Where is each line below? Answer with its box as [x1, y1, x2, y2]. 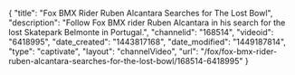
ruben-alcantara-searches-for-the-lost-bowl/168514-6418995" [8, 56, 243, 66]
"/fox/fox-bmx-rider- [200, 46, 278, 57]
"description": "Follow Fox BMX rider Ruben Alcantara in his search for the [8, 17, 286, 28]
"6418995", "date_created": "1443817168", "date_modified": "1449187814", [8, 36, 287, 47]
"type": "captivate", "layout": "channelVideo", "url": [8, 46, 199, 57]
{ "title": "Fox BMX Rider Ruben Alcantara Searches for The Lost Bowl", [8, 8, 273, 18]
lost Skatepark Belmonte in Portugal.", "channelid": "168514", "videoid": [8, 27, 274, 37]
